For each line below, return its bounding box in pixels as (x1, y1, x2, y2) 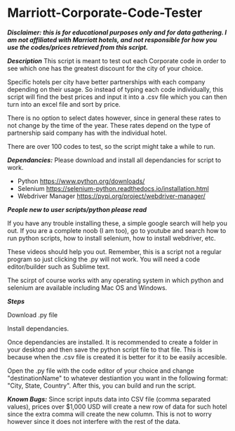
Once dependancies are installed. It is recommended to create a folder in (7, 338, 218, 346)
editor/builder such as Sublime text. (7, 262, 110, 271)
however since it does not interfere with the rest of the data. (7, 417, 181, 425)
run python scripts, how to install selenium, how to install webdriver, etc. (7, 234, 216, 242)
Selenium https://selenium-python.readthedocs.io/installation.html (17, 184, 209, 192)
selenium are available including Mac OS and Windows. (7, 283, 168, 292)
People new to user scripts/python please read (7, 205, 147, 213)
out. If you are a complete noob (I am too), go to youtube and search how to (7, 226, 227, 234)
